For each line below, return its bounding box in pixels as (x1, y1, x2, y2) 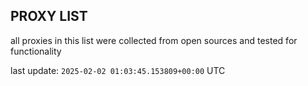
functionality (10, 45, 62, 57)
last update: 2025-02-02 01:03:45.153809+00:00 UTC (10, 64, 226, 76)
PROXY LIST (10, 8, 88, 25)
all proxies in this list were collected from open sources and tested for (10, 34, 298, 46)
